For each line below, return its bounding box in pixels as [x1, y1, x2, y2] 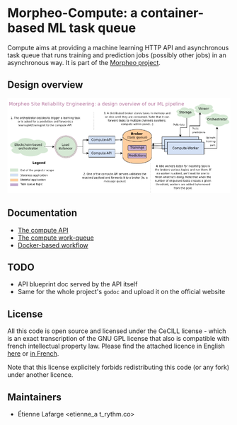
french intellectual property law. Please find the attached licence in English [7, 342, 225, 351]
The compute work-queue [17, 233, 94, 242]
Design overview [7, 79, 83, 91]
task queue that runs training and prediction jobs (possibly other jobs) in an [7, 51, 226, 59]
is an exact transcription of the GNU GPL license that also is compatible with [7, 334, 230, 343]
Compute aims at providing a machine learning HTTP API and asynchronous [7, 43, 229, 52]
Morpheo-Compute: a [7, 5, 138, 21]
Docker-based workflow [17, 240, 88, 249]
